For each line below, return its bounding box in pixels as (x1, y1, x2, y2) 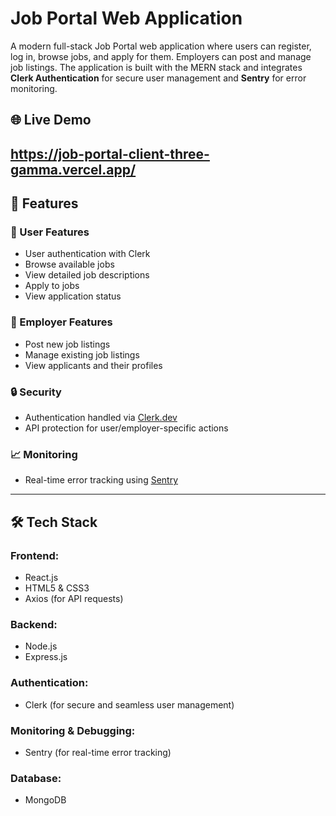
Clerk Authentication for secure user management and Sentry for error (10, 72, 307, 84)
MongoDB (24, 794, 67, 806)
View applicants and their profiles (24, 359, 163, 371)
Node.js (24, 640, 58, 652)
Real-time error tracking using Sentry (24, 474, 179, 486)
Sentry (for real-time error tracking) (24, 746, 172, 758)
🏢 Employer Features (10, 315, 113, 329)
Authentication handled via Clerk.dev (24, 412, 178, 423)
